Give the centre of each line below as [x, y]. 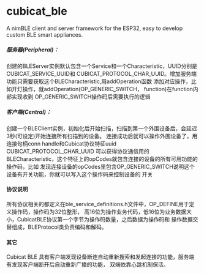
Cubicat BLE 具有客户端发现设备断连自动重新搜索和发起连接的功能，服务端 [100, 257]
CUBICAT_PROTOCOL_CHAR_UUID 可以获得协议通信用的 [78, 151]
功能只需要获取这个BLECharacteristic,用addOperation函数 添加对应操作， [99, 81]
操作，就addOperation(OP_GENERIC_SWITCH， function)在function [108, 89]
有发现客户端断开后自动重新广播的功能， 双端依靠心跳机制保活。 [88, 265]
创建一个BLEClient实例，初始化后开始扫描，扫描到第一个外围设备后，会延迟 [102, 128]
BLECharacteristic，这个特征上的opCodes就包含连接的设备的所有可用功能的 [102, 159]
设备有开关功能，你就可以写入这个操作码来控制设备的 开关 [80, 174]
